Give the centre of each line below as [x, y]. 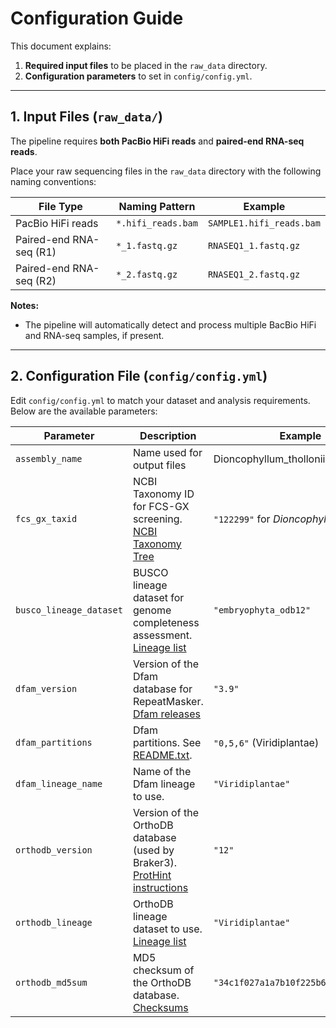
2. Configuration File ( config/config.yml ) [139, 376]
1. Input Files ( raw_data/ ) [86, 117]
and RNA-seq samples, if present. [94, 335]
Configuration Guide [97, 18]
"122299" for [242, 519]
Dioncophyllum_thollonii [269, 459]
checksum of [163, 970]
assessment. [162, 635]
